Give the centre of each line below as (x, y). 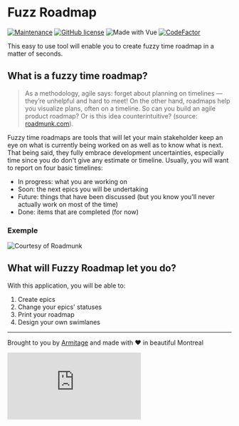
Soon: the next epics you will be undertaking (83, 189)
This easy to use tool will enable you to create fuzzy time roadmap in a (111, 46)
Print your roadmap (46, 314)
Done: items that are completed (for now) (78, 212)
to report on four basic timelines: (55, 168)
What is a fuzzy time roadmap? (78, 76)
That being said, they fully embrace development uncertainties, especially (116, 152)
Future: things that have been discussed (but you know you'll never (116, 196)
